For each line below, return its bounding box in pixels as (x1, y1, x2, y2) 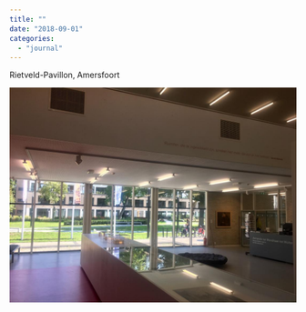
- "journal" (17, 44, 64, 53)
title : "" (9, 15, 47, 24)
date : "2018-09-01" (9, 24, 84, 34)
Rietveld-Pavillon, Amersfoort (9, 69, 120, 81)
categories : (9, 34, 55, 43)
